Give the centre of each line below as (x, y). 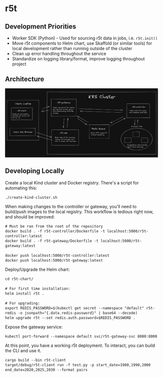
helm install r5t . (25, 293)
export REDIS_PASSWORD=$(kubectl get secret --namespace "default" (75, 308)
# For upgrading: (23, 303)
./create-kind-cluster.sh (31, 197)
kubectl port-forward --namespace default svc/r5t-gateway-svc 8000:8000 (81, 336)
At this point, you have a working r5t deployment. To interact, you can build (80, 345)
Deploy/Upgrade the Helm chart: (38, 269)
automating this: (21, 188)
